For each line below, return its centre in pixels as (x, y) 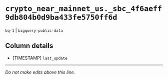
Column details (29, 46)
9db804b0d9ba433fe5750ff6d (61, 18)
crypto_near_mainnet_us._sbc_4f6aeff (84, 9)
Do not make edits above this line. (40, 72)
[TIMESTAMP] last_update (40, 58)
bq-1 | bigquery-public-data (34, 30)
